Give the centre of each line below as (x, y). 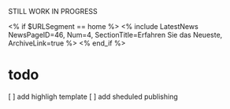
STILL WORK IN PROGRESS (53, 11)
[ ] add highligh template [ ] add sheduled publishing (93, 96)
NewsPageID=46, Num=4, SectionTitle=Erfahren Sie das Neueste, (115, 35)
